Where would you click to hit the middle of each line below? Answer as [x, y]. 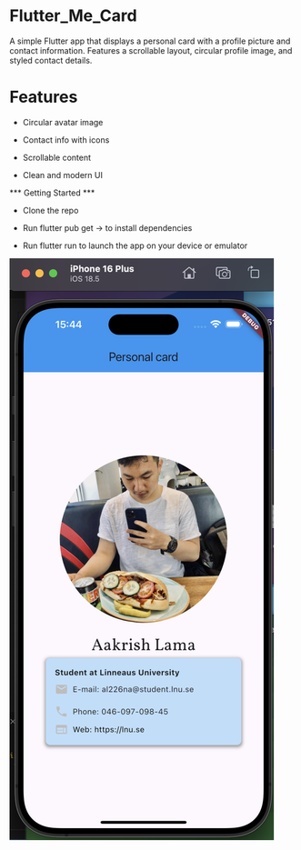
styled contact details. [51, 60]
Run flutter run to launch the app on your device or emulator [135, 245]
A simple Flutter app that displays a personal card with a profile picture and [150, 41]
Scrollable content [57, 157]
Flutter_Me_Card [74, 16]
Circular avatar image [63, 122]
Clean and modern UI [62, 175]
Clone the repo [50, 210]
